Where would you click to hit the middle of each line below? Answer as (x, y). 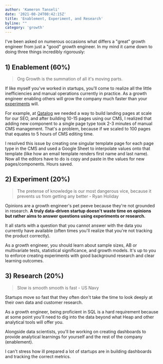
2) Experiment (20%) (38, 179)
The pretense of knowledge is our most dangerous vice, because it (84, 191)
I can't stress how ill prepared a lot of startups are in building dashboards (78, 351)
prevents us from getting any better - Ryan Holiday (68, 196)
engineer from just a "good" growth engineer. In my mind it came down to (79, 47)
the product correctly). (28, 236)
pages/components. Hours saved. (39, 164)
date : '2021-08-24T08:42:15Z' (36, 14)
